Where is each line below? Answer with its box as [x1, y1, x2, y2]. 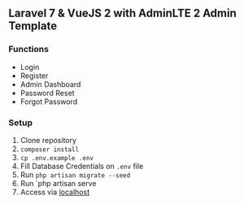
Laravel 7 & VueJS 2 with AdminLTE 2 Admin [8, 7, 237, 20]
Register [20, 71, 49, 80]
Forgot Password [20, 97, 78, 106]
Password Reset [20, 88, 75, 98]
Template [8, 20, 58, 33]
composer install [20, 145, 80, 154]
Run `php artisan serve [20, 178, 97, 188]
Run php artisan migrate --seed [20, 170, 131, 180]
